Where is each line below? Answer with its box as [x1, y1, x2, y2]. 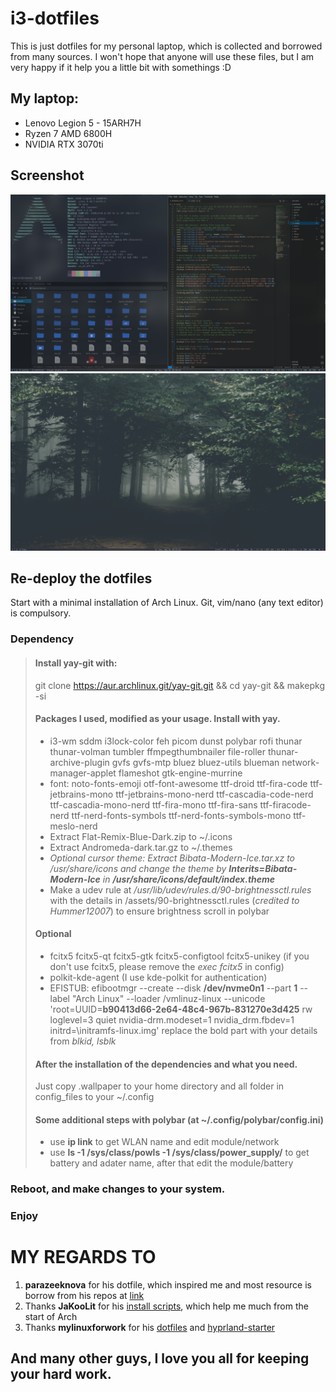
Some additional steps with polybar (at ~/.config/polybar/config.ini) [34, 1113, 324, 1126]
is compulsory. [10, 607, 72, 619]
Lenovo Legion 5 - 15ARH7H [24, 117, 142, 129]
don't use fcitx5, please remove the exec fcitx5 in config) [49, 960, 285, 972]
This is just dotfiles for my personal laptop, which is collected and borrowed [10, 40, 323, 52]
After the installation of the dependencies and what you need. [34, 1058, 298, 1070]
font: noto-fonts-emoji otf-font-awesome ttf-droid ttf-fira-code [49, 777, 308, 789]
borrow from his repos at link [24, 1290, 145, 1302]
